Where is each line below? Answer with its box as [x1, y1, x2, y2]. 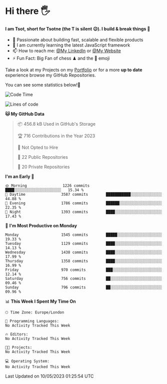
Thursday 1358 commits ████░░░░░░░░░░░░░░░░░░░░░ [5, 259, 162, 264]
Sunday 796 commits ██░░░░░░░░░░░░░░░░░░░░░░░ [5, 285, 162, 290]
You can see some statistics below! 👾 [5, 82, 81, 88]
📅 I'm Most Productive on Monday [5, 223, 77, 229]
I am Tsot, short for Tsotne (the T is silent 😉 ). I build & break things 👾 [5, 26, 150, 32]
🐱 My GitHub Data [5, 111, 45, 117]
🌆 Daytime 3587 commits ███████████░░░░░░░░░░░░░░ [5, 192, 162, 197]
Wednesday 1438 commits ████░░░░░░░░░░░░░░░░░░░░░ [5, 250, 162, 255]
